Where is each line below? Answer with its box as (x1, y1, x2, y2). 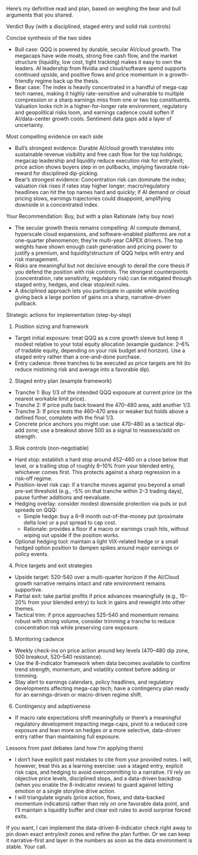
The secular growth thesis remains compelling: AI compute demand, (14, 224, 181, 231)
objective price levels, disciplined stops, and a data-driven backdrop (14, 775, 182, 782)
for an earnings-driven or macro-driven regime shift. (14, 691, 143, 698)
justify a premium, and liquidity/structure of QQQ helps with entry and (14, 249, 184, 256)
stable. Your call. (6, 843, 47, 850)
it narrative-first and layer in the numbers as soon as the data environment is (6, 837, 193, 844)
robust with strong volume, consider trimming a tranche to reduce (14, 618, 176, 625)
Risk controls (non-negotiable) (14, 444, 89, 452)
